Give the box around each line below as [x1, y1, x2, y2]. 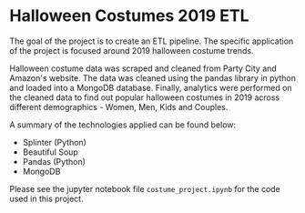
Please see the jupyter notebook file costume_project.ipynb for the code [9, 183, 280, 194]
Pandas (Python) [22, 156, 86, 167]
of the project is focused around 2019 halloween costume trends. [9, 45, 254, 56]
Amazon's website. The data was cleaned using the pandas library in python [9, 72, 296, 83]
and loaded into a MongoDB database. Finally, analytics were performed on [9, 82, 293, 93]
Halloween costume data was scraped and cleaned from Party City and [9, 63, 278, 74]
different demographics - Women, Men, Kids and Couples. [9, 101, 229, 112]
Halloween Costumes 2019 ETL [9, 5, 249, 26]
